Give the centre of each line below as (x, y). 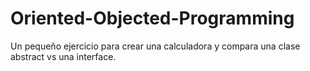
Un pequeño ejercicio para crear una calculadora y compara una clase (155, 46)
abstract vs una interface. (63, 56)
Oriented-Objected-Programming (152, 18)
